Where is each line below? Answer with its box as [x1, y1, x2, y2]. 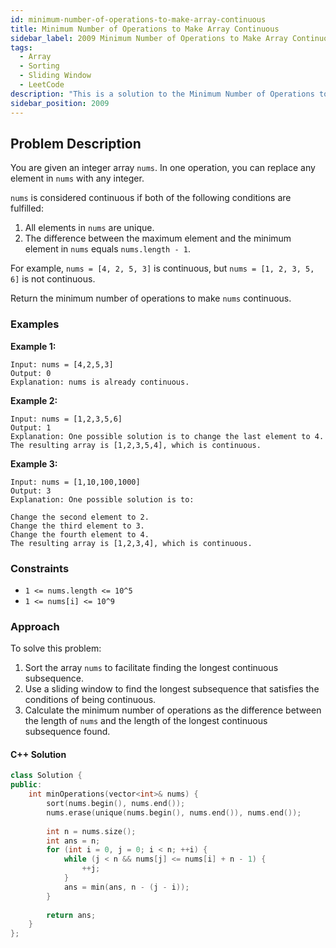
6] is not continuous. [10, 273, 96, 285]
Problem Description [10, 135, 142, 152]
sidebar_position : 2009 [10, 98, 110, 108]
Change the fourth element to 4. [10, 529, 150, 540]
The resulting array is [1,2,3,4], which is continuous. [10, 538, 253, 548]
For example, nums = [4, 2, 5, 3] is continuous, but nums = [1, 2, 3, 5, [10, 262, 315, 275]
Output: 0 [10, 368, 52, 378]
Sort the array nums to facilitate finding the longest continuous [24, 662, 279, 674]
